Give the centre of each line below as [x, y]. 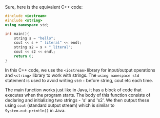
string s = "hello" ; [35, 38]
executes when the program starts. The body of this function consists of [78, 95]
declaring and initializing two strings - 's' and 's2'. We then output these [77, 100]
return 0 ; [24, 56]
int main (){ [17, 34]
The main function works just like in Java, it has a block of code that [73, 90]
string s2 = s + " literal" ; [43, 47]
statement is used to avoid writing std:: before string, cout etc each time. [79, 80]
